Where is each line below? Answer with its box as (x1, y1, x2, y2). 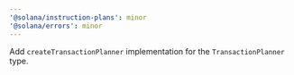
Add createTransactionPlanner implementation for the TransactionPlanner (9, 46, 286, 56)
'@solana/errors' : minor (9, 21, 103, 30)
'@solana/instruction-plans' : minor (9, 12, 147, 22)
